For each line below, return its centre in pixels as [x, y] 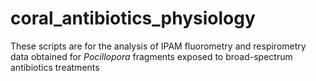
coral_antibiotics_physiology [133, 18]
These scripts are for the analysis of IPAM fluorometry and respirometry [158, 46]
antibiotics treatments [55, 67]
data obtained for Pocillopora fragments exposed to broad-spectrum [151, 56]
